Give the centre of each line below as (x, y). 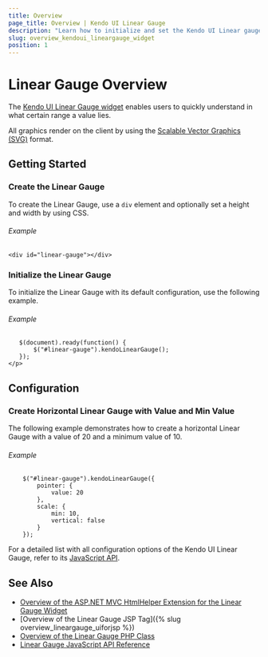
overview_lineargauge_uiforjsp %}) (77, 627)
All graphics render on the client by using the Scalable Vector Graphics (124, 131)
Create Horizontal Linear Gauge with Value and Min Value (122, 411)
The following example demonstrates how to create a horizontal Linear (124, 428)
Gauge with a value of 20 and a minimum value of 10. (95, 437)
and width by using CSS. (49, 213)
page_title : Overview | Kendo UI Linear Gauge (87, 23)
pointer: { (55, 486)
